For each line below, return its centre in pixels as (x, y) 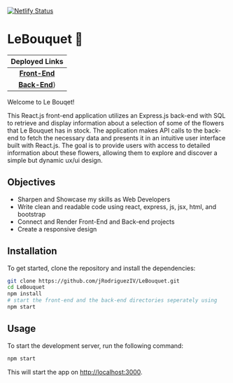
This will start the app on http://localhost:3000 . (75, 372)
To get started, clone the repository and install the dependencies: (101, 268)
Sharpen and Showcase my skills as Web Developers (94, 199)
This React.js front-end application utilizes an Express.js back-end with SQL (116, 115)
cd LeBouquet (26, 288)
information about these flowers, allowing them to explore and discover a (113, 153)
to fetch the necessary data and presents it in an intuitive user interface (123, 137)
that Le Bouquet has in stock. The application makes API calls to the (105, 130)
